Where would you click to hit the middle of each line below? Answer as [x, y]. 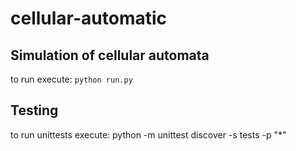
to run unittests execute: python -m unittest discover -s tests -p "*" [148, 134]
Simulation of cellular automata [110, 55]
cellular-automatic [89, 18]
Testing [34, 110]
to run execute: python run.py [71, 79]
